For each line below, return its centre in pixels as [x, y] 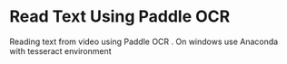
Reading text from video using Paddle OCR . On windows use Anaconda [144, 41]
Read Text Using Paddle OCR [120, 17]
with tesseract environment [60, 50]
